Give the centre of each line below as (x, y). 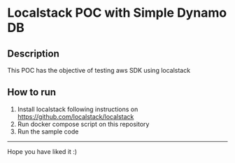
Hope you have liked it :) (42, 151)
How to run (32, 92)
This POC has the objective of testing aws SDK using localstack (99, 70)
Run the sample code (48, 132)
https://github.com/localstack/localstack (76, 116)
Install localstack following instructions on (78, 109)
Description (33, 54)
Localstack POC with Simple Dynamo (117, 13)
